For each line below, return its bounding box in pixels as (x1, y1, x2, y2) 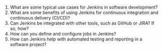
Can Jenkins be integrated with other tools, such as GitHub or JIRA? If (10, 20, 154, 26)
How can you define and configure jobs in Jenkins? (10, 31, 116, 36)
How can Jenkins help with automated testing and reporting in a (10, 36, 142, 42)
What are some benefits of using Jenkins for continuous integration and (10, 9, 159, 15)
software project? (10, 41, 47, 47)
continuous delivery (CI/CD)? (10, 15, 70, 20)
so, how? (10, 25, 29, 31)
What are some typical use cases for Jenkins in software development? (10, 4, 158, 10)
